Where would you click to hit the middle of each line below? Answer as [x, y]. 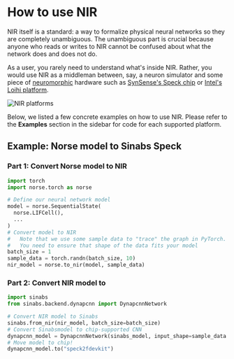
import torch [26, 181]
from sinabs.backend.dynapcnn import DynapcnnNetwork [87, 304]
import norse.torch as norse [50, 187]
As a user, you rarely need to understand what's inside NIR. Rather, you [110, 67]
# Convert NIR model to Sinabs [53, 317]
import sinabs [28, 297]
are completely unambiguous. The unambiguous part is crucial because [111, 38]
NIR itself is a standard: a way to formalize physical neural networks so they [116, 31]
